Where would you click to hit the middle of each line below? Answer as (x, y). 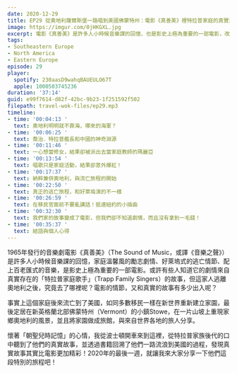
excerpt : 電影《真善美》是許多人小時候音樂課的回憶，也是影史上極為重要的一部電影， (116, 34)
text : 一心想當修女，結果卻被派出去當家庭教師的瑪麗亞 (84, 152)
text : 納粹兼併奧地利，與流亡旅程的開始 (65, 178)
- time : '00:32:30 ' (38, 212)
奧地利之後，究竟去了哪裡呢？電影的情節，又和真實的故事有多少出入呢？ (112, 287)
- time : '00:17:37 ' (38, 172)
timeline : (22, 113)
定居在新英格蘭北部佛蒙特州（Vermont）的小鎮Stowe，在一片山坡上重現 (118, 311)
